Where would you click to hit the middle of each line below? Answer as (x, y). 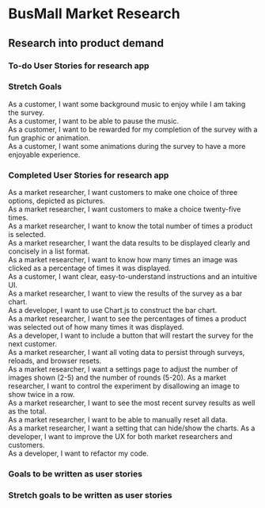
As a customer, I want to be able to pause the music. (94, 120)
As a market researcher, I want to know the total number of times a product (131, 226)
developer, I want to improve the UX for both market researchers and (120, 437)
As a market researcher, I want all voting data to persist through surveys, (127, 353)
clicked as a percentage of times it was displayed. (90, 268)
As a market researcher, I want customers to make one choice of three (123, 193)
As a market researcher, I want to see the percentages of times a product (127, 319)
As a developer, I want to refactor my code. (78, 453)
